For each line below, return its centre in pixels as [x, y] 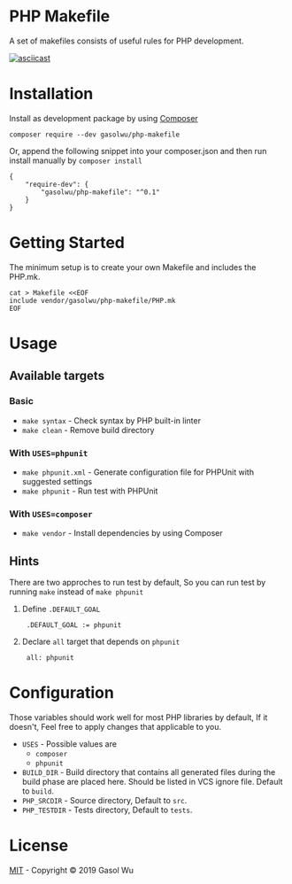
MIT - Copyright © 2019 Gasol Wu [72, 870]
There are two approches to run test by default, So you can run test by [138, 583]
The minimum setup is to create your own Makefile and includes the [133, 267]
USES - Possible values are [69, 744]
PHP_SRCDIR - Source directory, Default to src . [104, 801]
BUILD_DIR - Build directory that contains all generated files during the [149, 772]
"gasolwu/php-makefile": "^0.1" [101, 192]
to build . [38, 791]
